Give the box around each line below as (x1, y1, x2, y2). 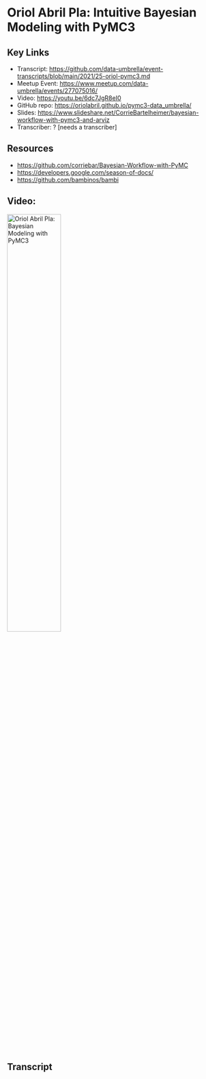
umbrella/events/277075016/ (16, 87, 98, 95)
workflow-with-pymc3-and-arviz (16, 116, 111, 124)
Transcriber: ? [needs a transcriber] (16, 123, 117, 131)
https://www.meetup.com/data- (59, 79, 149, 87)
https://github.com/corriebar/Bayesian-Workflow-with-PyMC (16, 161, 189, 169)
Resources (7, 142, 54, 155)
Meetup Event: (16, 79, 59, 87)
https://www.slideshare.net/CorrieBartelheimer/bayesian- (37, 108, 199, 116)
